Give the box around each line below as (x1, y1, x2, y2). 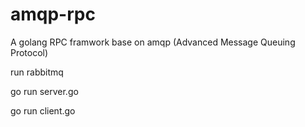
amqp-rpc (10, 3, 96, 26)
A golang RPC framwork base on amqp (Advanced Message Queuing (10, 36, 296, 48)
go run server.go (10, 85, 79, 97)
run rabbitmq (10, 66, 64, 78)
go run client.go (10, 104, 76, 117)
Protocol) (10, 46, 49, 58)
